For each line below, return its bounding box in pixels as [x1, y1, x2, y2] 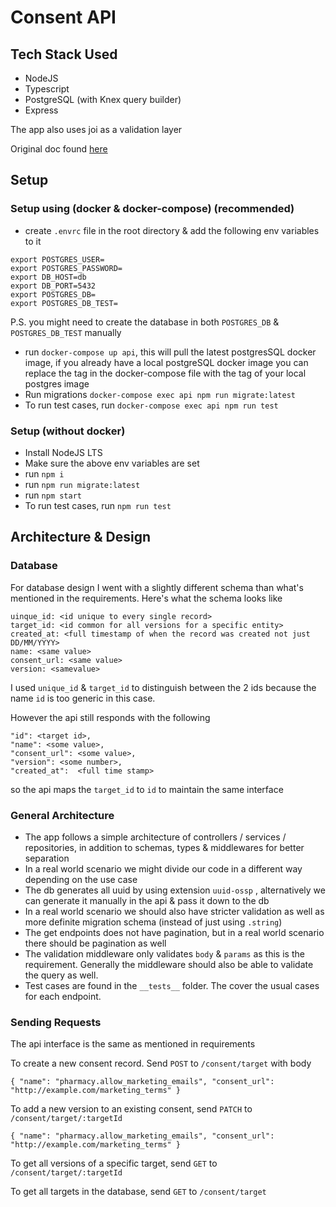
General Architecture [10, 808, 115, 822]
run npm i [24, 467, 65, 480]
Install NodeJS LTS [24, 446, 103, 458]
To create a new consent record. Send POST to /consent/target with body [10, 1057, 312, 1070]
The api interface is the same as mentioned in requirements [10, 1038, 256, 1050]
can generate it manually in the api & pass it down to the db [24, 894, 270, 906]
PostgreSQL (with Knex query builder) [24, 94, 182, 105]
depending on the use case [24, 873, 138, 885]
